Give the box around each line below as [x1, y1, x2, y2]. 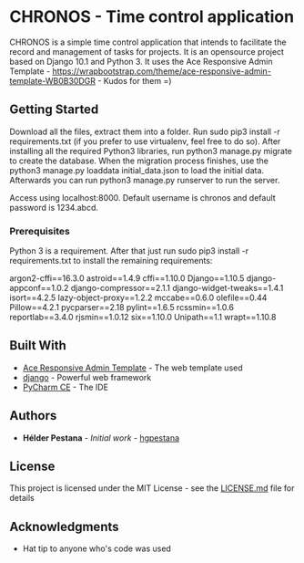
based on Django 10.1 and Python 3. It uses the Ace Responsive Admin [9, 56, 273, 67]
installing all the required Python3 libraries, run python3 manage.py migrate [9, 145, 293, 156]
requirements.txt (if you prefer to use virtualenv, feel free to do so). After [9, 135, 281, 147]
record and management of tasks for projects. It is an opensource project [9, 46, 285, 57]
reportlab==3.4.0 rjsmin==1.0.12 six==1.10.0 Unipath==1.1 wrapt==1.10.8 [9, 312, 277, 323]
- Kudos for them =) [96, 75, 172, 86]
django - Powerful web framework [22, 371, 152, 382]
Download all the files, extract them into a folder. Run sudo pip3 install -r [9, 126, 280, 137]
